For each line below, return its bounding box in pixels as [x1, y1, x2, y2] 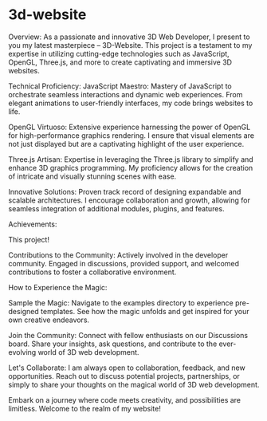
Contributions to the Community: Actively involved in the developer [8, 250, 229, 260]
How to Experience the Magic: [8, 282, 108, 292]
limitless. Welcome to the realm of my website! [8, 403, 161, 413]
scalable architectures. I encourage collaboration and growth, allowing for [8, 195, 251, 205]
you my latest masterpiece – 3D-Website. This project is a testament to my [8, 40, 253, 49]
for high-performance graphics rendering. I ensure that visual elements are [8, 130, 255, 140]
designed [8, 306, 40, 316]
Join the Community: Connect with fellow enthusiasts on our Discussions [8, 330, 249, 340]
